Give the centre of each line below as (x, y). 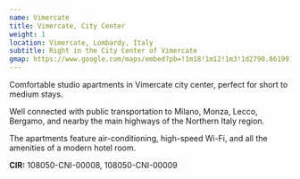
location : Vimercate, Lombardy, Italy (81, 43)
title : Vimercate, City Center (67, 26)
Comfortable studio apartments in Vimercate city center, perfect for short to (149, 85)
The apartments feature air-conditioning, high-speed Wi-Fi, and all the (138, 138)
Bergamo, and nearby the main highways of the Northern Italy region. (137, 121)
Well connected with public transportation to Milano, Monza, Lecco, (133, 111)
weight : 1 (28, 34)
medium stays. (36, 94)
